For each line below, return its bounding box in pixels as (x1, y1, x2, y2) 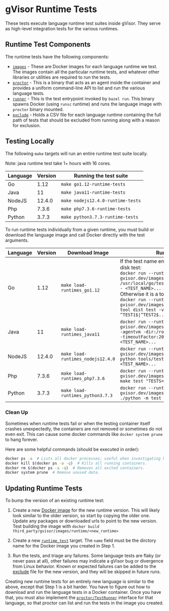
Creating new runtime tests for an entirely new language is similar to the (5, 579, 154, 585)
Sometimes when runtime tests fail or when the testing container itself (5, 420, 150, 426)
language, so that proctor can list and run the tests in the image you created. (5, 600, 164, 606)
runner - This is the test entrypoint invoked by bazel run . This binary (12, 95, 155, 101)
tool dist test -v (120, 307, 164, 312)
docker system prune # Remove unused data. (5, 470, 100, 475)
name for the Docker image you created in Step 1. (12, 543, 116, 549)
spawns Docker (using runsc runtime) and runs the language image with (12, 101, 162, 107)
